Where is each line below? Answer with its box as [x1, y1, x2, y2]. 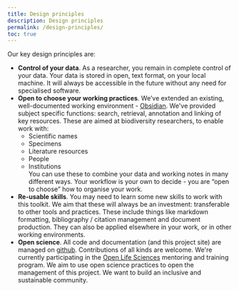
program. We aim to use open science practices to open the [17, 261, 194, 270]
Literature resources [28, 147, 88, 155]
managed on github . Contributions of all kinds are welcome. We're [17, 245, 213, 254]
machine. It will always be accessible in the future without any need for [17, 79, 227, 88]
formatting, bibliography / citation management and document [17, 215, 201, 224]
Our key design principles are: [7, 50, 96, 58]
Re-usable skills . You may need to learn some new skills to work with [17, 193, 223, 201]
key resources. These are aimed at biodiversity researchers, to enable [17, 117, 224, 126]
